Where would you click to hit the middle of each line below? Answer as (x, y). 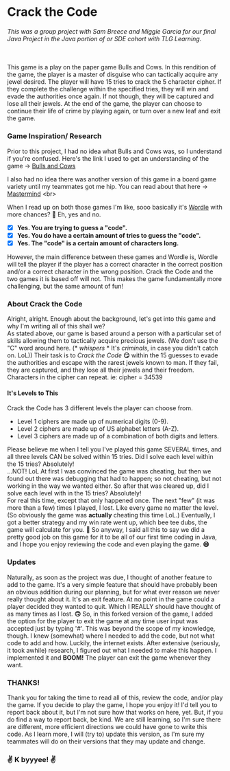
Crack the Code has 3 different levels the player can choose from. (100, 408)
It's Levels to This (33, 393)
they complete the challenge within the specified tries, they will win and (108, 89)
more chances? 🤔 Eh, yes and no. (54, 214)
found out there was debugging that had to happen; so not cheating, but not (114, 479)
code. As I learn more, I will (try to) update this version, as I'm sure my (106, 734)
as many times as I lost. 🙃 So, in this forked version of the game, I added (110, 614)
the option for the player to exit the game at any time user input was (103, 621)
